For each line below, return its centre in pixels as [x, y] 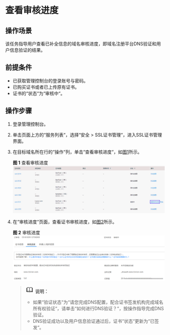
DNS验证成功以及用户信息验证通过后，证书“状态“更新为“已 [94, 321]
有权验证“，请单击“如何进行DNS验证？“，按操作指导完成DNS [101, 309]
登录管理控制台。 [30, 124]
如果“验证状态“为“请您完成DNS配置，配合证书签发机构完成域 [96, 302]
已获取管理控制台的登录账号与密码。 [50, 80]
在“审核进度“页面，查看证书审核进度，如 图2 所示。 [65, 222]
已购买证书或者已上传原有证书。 [46, 87]
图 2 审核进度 [26, 232]
